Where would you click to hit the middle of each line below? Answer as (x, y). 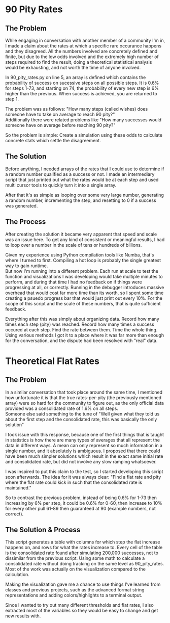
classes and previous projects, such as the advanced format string (75, 590)
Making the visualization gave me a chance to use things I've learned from (83, 584)
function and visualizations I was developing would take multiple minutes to (84, 276)
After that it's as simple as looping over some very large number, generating (84, 195)
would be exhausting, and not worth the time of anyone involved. (73, 68)
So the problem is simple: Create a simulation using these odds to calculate (84, 135)
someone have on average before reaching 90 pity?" (60, 125)
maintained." (19, 487)
